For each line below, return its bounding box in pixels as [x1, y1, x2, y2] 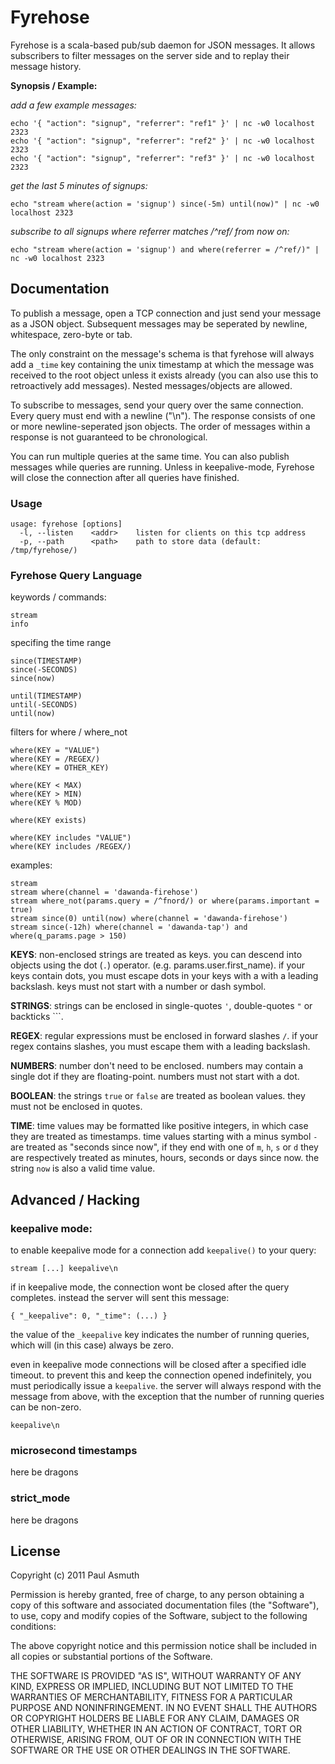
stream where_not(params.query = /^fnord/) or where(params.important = [10, 896, 320, 906]
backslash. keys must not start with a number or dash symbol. [10, 981, 267, 993]
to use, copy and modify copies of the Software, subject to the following [10, 1610, 308, 1622]
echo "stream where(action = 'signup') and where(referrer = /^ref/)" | [10, 244, 320, 255]
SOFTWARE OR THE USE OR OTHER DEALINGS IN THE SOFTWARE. [10, 1744, 291, 1756]
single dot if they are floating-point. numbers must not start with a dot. [10, 1071, 300, 1083]
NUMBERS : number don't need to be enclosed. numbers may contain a [10, 1060, 304, 1072]
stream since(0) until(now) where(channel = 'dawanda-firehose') [10, 914, 288, 924]
